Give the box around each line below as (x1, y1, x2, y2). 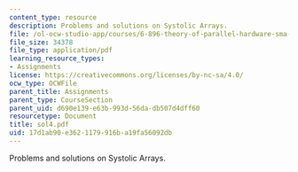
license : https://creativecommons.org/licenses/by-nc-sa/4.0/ (9, 71, 244, 80)
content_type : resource (9, 12, 98, 22)
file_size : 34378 (9, 37, 74, 47)
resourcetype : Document (9, 112, 98, 121)
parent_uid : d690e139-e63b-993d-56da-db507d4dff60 (9, 104, 200, 113)
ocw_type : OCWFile (9, 79, 77, 88)
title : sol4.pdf (9, 121, 69, 129)
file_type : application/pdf (9, 46, 114, 55)
